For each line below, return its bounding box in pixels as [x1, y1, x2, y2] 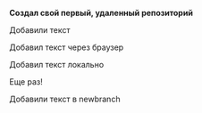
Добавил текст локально [9, 60, 105, 69]
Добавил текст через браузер [9, 42, 124, 52]
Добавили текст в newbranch [9, 93, 121, 104]
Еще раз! [9, 77, 43, 87]
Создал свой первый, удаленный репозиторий [9, 8, 194, 18]
